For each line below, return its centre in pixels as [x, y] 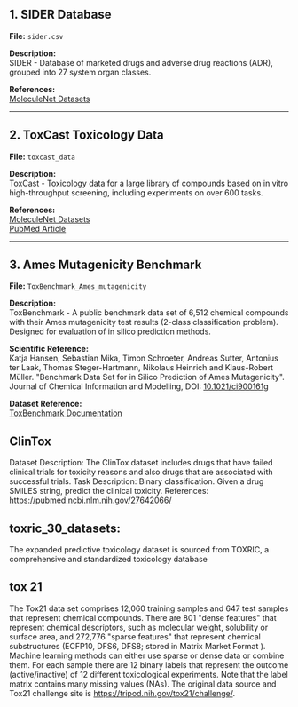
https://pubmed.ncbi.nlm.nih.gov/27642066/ [90, 500]
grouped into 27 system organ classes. [80, 72]
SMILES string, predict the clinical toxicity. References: [109, 491]
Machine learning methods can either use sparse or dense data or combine [147, 655]
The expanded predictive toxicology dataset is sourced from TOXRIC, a [139, 550]
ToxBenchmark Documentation [66, 413]
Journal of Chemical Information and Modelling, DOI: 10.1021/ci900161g [139, 386]
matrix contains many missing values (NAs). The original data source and [143, 684]
